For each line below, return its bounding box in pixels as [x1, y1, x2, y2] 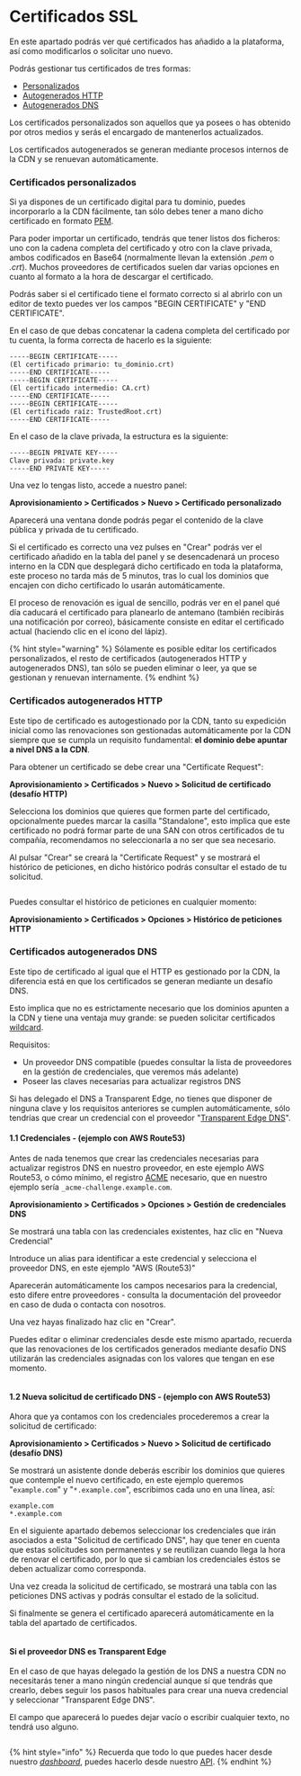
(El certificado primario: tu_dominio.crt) [9, 360, 175, 370]
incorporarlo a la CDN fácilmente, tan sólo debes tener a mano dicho [9, 206, 263, 217]
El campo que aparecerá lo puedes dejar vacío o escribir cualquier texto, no [9, 1712, 290, 1723]
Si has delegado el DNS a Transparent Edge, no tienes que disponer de [9, 1093, 272, 1104]
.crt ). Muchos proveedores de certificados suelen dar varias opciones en [9, 262, 280, 273]
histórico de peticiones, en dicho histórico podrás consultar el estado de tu [9, 861, 288, 872]
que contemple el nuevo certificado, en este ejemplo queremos [9, 1475, 244, 1485]
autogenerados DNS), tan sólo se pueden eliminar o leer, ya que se [9, 663, 258, 674]
